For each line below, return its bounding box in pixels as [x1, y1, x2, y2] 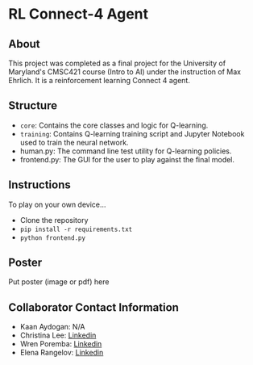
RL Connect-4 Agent [8, 5, 149, 23]
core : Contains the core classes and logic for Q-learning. [19, 120, 209, 130]
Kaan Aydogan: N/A [19, 322, 86, 332]
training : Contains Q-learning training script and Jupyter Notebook [19, 128, 245, 138]
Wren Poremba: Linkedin [19, 339, 102, 349]
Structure [8, 99, 58, 113]
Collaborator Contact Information [8, 300, 180, 314]
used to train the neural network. [19, 137, 129, 147]
